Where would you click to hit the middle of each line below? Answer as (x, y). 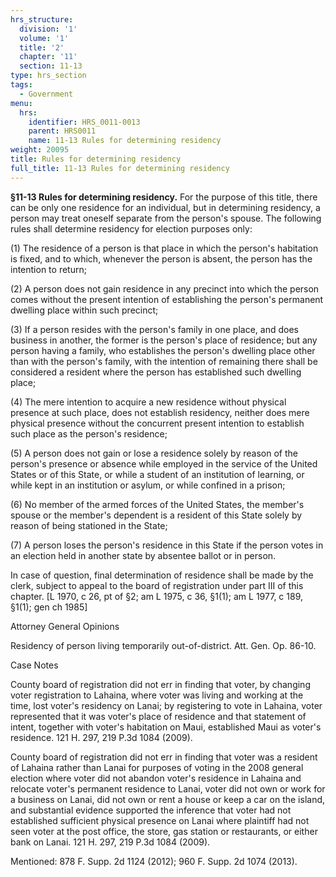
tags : (21, 85)
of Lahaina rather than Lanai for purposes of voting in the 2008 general (157, 767)
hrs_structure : (42, 19)
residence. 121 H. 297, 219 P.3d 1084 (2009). (101, 737)
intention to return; (48, 269)
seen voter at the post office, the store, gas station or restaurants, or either (164, 831)
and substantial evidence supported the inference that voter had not (151, 810)
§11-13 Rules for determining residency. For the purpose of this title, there (164, 197)
